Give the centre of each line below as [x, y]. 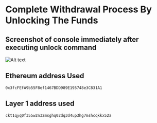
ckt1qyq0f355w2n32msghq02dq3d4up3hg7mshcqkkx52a [58, 115]
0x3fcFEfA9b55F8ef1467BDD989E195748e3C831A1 [54, 88]
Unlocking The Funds [52, 20]
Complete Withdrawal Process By [78, 10]
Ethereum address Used [45, 76]
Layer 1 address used [40, 104]
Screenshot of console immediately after [72, 39]
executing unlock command [51, 47]
